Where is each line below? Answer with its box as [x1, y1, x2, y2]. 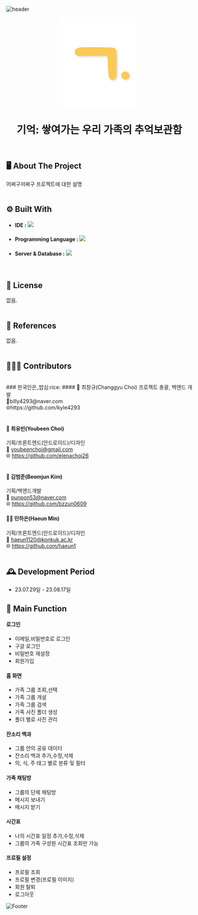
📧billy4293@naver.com [6, 397, 63, 405]
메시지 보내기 [14, 796, 46, 803]
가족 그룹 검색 [14, 701, 47, 708]
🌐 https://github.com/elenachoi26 [6, 452, 89, 459]
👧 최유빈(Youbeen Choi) [6, 425, 64, 432]
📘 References [6, 320, 57, 331]
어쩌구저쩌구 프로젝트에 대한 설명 [6, 181, 83, 188]
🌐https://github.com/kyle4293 [6, 404, 81, 411]
